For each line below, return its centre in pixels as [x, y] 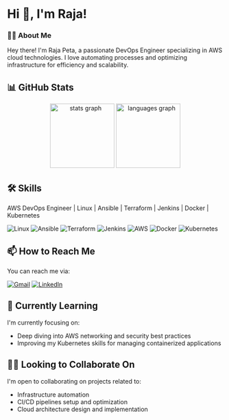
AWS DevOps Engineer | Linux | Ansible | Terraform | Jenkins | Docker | [108, 208]
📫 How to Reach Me [51, 251]
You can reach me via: [39, 271]
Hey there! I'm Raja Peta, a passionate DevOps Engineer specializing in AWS [115, 50]
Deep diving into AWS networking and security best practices [104, 336]
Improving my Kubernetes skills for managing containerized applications [119, 343]
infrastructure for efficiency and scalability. [68, 65]
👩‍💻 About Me [29, 36]
